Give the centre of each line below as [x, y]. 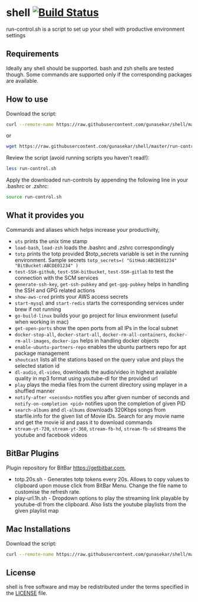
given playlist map [37, 510]
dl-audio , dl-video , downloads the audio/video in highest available [96, 372]
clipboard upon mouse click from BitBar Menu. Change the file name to [101, 486]
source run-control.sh [34, 197]
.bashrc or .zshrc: [27, 186]
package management [42, 353]
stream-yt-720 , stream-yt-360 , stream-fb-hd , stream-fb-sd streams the [100, 428]
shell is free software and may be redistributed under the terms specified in [98, 587]
